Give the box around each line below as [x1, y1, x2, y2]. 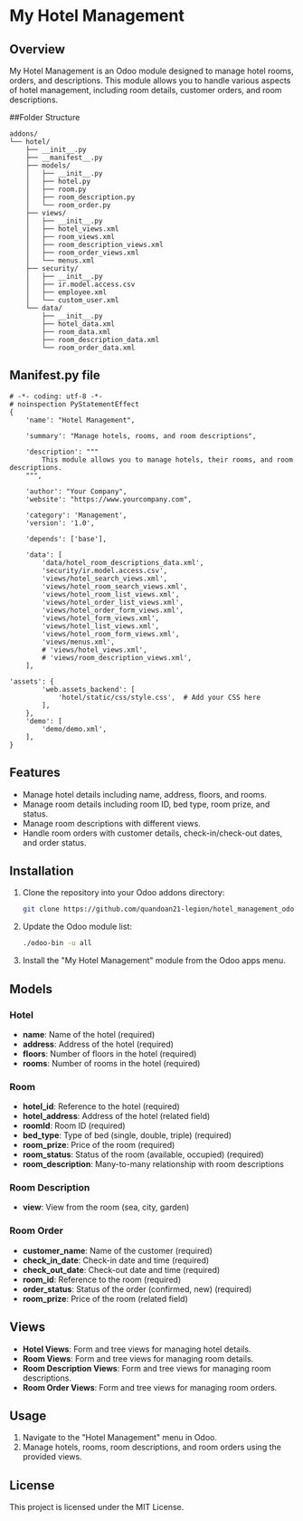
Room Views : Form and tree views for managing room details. [22, 1353, 254, 1363]
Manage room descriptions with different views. [22, 818, 201, 828]
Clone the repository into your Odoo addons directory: [22, 887, 225, 898]
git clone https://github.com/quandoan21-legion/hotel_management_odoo [22, 904, 298, 914]
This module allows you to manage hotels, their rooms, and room [42, 454, 294, 464]
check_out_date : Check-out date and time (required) [22, 1264, 221, 1275]
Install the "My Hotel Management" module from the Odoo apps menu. [22, 955, 287, 966]
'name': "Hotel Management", [25, 416, 136, 425]
